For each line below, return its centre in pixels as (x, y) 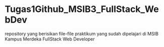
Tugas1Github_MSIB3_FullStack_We (82, 9)
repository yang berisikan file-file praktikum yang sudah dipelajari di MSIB (81, 33)
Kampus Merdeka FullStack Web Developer (50, 39)
